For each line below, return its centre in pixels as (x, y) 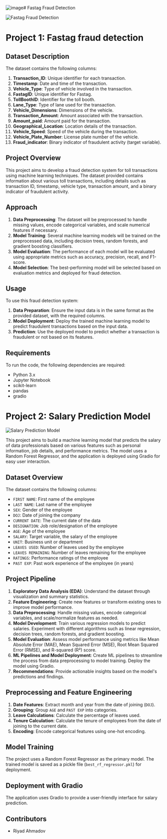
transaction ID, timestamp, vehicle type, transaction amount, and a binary (81, 186)
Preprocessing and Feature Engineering (69, 692)
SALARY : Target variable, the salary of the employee (65, 536)
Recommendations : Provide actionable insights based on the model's (85, 671)
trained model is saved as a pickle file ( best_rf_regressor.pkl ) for (73, 765)
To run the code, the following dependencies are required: (65, 365)
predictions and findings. (38, 677)
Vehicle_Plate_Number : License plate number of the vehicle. (76, 137)
